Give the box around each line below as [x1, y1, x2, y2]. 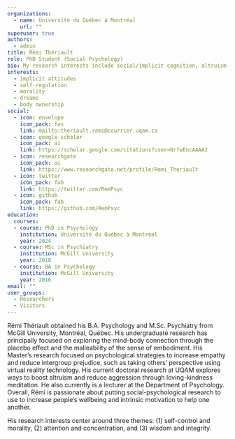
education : [7, 211, 39, 218]
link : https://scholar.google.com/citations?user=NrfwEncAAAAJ [20, 147, 208, 154]
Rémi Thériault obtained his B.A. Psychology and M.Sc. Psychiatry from [7, 322, 213, 329]
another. [7, 403, 31, 411]
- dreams [13, 95, 39, 102]
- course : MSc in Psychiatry [13, 244, 99, 251]
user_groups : [7, 289, 45, 297]
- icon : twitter [13, 172, 61, 179]
